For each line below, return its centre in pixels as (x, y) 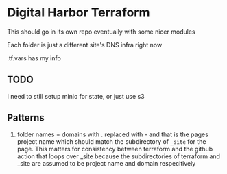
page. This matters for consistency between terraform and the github (115, 149)
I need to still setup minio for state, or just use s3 (76, 96)
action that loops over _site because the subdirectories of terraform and (119, 156)
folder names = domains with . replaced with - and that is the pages (113, 134)
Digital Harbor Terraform (79, 13)
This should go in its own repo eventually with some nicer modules (101, 32)
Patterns (26, 118)
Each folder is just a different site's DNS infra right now (85, 45)
